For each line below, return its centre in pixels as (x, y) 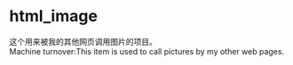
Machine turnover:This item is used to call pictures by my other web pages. (147, 51)
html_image (53, 16)
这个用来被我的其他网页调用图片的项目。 (83, 41)
